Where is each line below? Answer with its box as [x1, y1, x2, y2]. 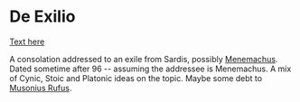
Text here [9, 36, 45, 47]
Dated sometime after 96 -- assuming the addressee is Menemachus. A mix [9, 63, 292, 74]
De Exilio [9, 6, 76, 27]
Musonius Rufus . [9, 82, 72, 93]
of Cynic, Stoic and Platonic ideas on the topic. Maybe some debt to [9, 72, 263, 83]
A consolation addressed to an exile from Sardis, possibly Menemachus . [9, 53, 278, 64]
